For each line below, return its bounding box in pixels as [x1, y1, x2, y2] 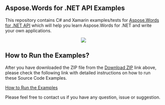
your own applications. [5, 27, 52, 34]
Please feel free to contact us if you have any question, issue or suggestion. [5, 94, 161, 100]
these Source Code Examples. [5, 75, 67, 81]
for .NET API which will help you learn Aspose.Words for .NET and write [5, 22, 152, 28]
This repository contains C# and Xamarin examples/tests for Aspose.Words [5, 17, 160, 23]
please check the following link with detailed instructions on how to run [5, 69, 151, 76]
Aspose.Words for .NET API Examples [5, 4, 125, 12]
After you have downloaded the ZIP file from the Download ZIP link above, [5, 64, 157, 70]
